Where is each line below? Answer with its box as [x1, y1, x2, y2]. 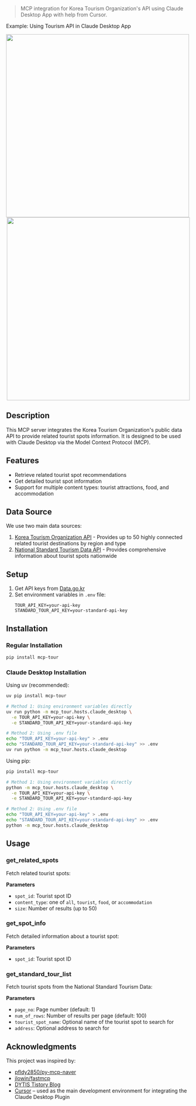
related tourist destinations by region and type [14, 540, 126, 547]
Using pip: [6, 757, 31, 764]
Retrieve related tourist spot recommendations [14, 471, 127, 478]
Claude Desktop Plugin [14, 1093, 70, 1100]
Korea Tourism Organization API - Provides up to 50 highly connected [14, 534, 183, 541]
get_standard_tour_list [6, 970, 72, 978]
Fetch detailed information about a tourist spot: [6, 933, 119, 940]
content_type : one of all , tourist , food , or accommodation [14, 899, 152, 906]
